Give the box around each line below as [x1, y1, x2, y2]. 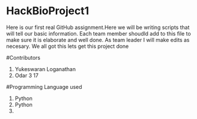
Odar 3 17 [14, 72, 39, 79]
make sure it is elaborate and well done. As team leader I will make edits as [6, 36, 190, 43]
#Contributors [6, 54, 40, 61]
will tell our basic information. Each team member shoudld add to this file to [6, 30, 192, 37]
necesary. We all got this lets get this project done [6, 43, 129, 50]
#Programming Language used [6, 83, 82, 90]
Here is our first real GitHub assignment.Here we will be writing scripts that [6, 24, 190, 31]
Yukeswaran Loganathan [14, 65, 76, 72]
